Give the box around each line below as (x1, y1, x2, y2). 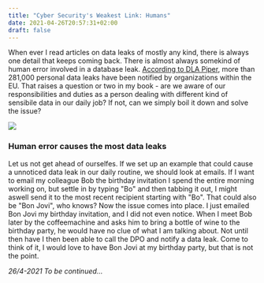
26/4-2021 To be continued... (8, 266, 103, 276)
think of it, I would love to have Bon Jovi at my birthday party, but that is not (8, 242, 254, 252)
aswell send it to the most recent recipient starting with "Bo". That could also (8, 192, 257, 202)
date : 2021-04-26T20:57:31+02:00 (8, 19, 118, 27)
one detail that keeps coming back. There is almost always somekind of (8, 56, 240, 65)
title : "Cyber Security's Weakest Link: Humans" (8, 11, 171, 20)
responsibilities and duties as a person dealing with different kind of (8, 90, 229, 99)
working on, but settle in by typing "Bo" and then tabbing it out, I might (8, 184, 238, 193)
